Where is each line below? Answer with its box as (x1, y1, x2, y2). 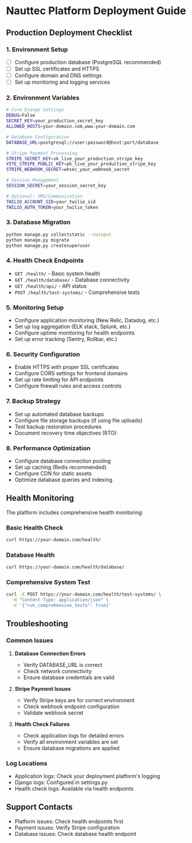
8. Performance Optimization (6, 444, 91, 452)
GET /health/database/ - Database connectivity (14, 276, 130, 283)
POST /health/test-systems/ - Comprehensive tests (14, 289, 140, 296)
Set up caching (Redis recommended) (14, 464, 107, 471)
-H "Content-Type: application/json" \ (11, 597, 109, 603)
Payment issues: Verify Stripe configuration (14, 824, 120, 831)
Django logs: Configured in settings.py (14, 779, 108, 786)
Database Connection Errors (14, 650, 86, 657)
